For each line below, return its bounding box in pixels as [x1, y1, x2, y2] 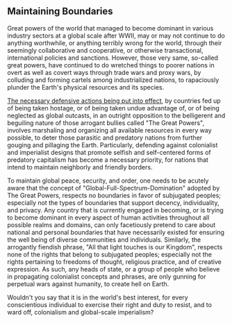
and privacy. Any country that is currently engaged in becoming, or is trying [7, 206, 224, 214]
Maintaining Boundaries [7, 6, 113, 17]
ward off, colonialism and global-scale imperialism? [7, 308, 154, 316]
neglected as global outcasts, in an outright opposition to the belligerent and [7, 111, 226, 119]
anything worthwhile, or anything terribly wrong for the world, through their [7, 38, 222, 47]
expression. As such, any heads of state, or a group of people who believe [7, 265, 220, 273]
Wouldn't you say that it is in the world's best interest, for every [7, 293, 189, 301]
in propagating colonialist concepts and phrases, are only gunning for [7, 272, 206, 281]
